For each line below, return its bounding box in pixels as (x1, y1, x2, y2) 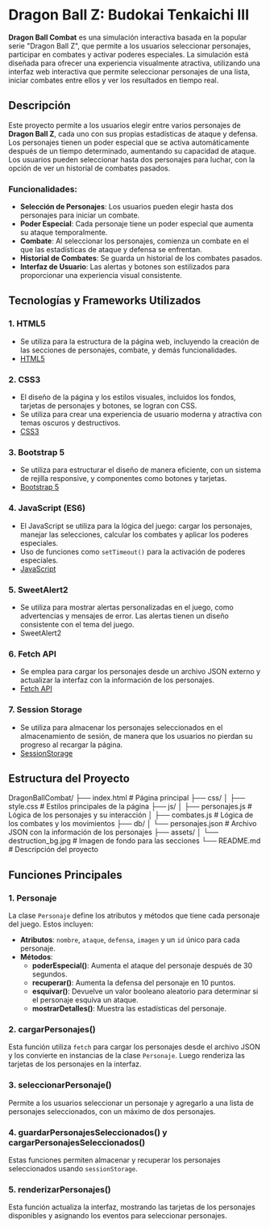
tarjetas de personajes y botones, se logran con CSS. (19, 401, 197, 411)
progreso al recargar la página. (19, 740, 123, 749)
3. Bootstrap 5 (8, 446, 65, 458)
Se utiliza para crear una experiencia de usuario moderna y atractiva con (19, 410, 262, 420)
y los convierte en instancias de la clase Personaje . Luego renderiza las (8, 1051, 246, 1061)
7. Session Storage (8, 704, 83, 715)
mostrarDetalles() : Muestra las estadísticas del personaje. (31, 1004, 227, 1014)
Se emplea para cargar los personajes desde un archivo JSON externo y (19, 667, 260, 677)
